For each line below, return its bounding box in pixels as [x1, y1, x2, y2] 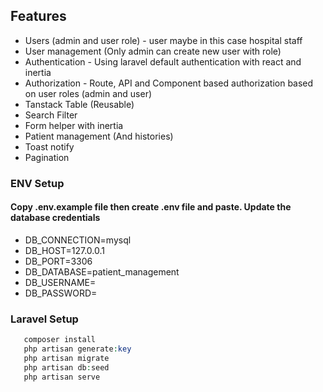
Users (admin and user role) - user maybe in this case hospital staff [24, 34, 303, 46]
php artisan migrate [23, 353, 110, 363]
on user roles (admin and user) [24, 87, 153, 99]
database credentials [10, 212, 101, 224]
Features [10, 8, 67, 25]
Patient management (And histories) [24, 130, 174, 142]
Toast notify [24, 140, 75, 153]
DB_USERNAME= [24, 276, 97, 288]
